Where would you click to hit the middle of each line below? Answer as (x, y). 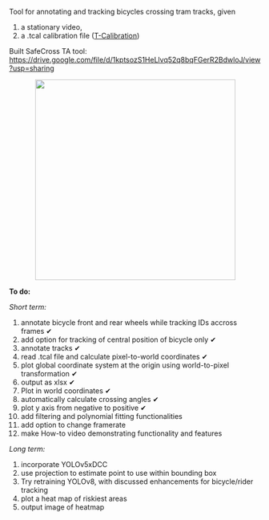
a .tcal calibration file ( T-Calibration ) (80, 36)
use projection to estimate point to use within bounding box (118, 473)
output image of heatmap (62, 507)
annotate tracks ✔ (50, 348)
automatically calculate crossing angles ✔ (90, 399)
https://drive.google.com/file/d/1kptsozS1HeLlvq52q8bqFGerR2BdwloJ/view (135, 60)
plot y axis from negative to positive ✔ (83, 408)
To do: (20, 291)
